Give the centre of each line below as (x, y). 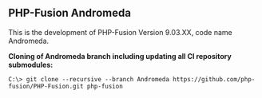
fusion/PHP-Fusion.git (46, 86)
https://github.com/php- (214, 79)
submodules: (31, 65)
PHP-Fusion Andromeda (70, 13)
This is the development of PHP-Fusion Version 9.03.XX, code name (121, 32)
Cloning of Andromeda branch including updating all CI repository (120, 56)
